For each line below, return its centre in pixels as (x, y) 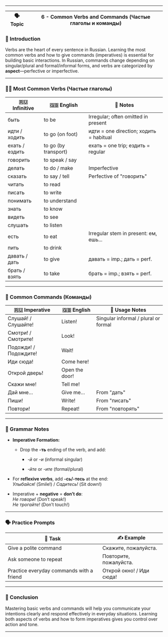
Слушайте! (21, 324)
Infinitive (23, 108)
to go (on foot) (61, 134)
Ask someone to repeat (35, 559)
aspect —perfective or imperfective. (42, 71)
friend (15, 577)
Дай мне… (20, 392)
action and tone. (22, 624)
